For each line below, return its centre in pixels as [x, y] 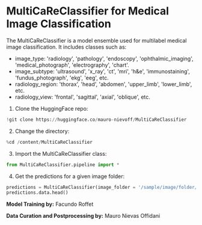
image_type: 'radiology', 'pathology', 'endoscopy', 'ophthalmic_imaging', [104, 58]
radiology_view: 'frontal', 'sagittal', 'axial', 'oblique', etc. [82, 97]
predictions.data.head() [37, 193]
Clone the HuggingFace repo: [51, 108]
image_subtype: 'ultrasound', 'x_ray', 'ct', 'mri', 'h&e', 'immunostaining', [103, 71]
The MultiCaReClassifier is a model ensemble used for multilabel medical [97, 40]
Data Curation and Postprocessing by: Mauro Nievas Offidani [83, 216]
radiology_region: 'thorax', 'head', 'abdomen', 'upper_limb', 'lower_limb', [103, 84]
